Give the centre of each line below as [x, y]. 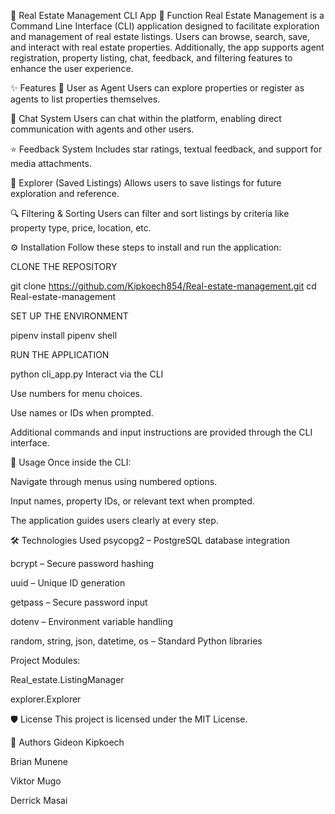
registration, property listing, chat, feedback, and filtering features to [151, 58]
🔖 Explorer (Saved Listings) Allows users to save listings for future [146, 183]
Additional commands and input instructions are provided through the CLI [161, 432]
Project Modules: [45, 660]
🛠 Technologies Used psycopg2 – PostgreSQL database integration [150, 540]
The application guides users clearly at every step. [114, 520]
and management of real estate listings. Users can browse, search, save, [160, 36]
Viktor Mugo [36, 781]
